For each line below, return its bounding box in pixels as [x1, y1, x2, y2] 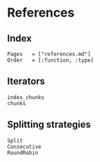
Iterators [7, 75, 46, 87]
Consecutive [7, 143, 41, 150]
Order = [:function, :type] [7, 57, 94, 64]
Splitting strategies [7, 119, 91, 131]
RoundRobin [7, 149, 39, 156]
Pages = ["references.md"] [7, 51, 91, 57]
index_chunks [7, 93, 45, 101]
